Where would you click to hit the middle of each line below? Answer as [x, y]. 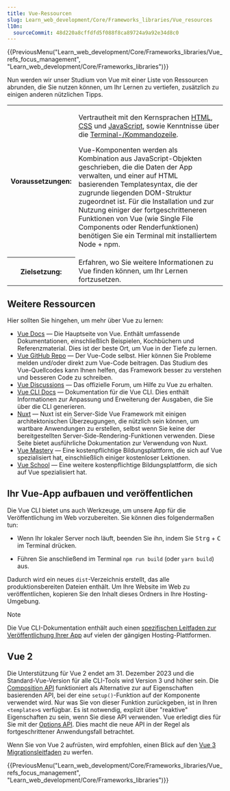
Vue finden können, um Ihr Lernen [133, 271]
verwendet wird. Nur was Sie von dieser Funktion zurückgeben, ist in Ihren [112, 702]
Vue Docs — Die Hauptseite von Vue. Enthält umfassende [98, 334]
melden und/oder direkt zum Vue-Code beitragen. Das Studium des [112, 363]
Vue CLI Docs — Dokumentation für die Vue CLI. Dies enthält [103, 392]
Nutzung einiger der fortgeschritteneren [143, 210]
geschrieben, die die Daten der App [136, 167]
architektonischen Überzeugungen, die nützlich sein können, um [108, 421]
